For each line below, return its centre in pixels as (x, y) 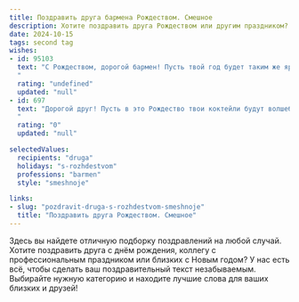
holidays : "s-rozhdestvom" (67, 166)
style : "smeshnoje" (53, 183)
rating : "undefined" (55, 84)
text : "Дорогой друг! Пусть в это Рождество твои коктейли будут (141, 109)
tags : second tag (41, 42)
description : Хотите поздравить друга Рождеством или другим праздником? (149, 26)
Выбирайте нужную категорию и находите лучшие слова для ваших (139, 278)
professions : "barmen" (59, 175)
